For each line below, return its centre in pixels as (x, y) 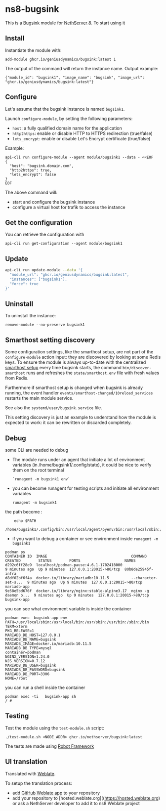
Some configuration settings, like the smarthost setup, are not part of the (79, 352)
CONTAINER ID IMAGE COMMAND (76, 556)
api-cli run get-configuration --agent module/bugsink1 (64, 244)
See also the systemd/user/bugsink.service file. (54, 408)
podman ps (15, 552)
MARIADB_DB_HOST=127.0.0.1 (33, 635)
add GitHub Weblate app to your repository (56, 793)
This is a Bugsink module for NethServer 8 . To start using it (65, 23)
